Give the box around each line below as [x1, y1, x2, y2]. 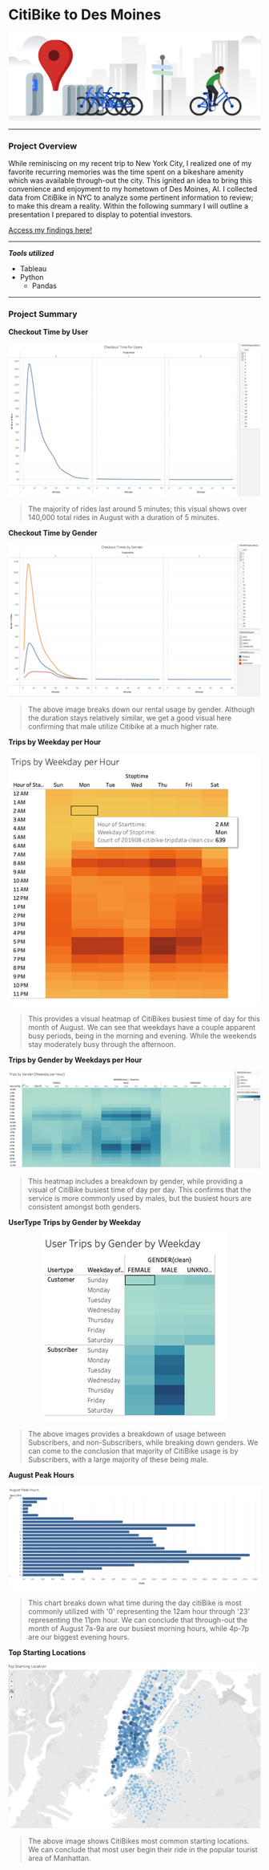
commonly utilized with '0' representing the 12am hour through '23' [27, 1607, 251, 1616]
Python [19, 273, 44, 282]
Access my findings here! [8, 225, 93, 235]
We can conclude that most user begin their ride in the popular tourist [27, 1845, 258, 1855]
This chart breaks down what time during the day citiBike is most [27, 1598, 242, 1608]
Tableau [19, 264, 47, 274]
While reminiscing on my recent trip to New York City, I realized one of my [8, 159, 252, 168]
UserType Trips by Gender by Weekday [8, 1218, 142, 1227]
